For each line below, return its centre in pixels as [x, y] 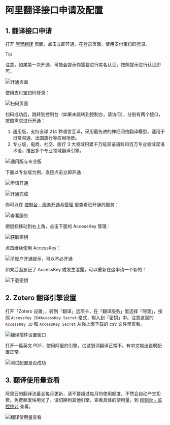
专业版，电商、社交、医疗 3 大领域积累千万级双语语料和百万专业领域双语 [89, 144]
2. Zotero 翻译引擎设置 [41, 298]
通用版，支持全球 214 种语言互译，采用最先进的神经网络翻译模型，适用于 [89, 131]
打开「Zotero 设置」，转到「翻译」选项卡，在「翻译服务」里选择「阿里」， [82, 311]
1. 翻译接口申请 [29, 31]
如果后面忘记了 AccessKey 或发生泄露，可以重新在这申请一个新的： [76, 270]
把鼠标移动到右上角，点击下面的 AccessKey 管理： [58, 226]
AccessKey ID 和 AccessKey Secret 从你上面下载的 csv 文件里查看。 [75, 324]
